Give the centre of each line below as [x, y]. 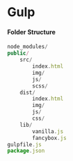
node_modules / [28, 47]
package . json [26, 151]
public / [18, 53]
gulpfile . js [24, 144]
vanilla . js [48, 131]
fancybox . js [50, 138]
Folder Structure [31, 31]
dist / [28, 92]
